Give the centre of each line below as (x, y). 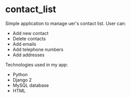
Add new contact (30, 33)
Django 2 (22, 80)
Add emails (24, 44)
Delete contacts (29, 39)
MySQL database (31, 85)
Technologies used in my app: (37, 64)
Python (20, 74)
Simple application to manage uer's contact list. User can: (65, 23)
